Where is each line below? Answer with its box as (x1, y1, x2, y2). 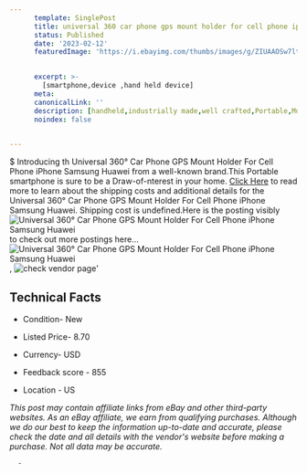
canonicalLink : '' (33, 98, 104, 107)
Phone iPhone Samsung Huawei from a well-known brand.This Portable (9, 166, 279, 177)
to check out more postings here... (9, 234, 140, 245)
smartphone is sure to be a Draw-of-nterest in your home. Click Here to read (9, 175, 298, 187)
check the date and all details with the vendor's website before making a (9, 431, 285, 442)
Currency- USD (22, 349, 81, 360)
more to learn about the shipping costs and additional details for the (9, 185, 265, 196)
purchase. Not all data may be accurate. (9, 440, 163, 452)
